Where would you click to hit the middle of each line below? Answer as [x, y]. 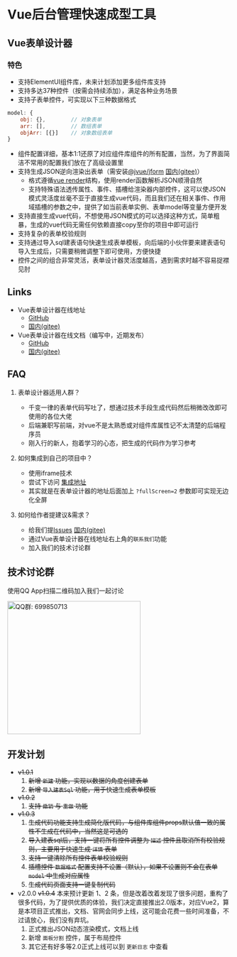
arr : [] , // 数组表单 [61, 126]
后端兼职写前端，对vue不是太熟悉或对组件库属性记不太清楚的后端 [124, 425]
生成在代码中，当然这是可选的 [84, 831]
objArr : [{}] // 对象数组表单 [66, 133]
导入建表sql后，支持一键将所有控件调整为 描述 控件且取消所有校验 [123, 840]
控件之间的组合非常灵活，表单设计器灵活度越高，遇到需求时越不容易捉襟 [123, 261]
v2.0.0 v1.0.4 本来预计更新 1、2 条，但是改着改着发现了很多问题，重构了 [123, 893]
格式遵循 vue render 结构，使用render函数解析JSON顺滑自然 [115, 180]
